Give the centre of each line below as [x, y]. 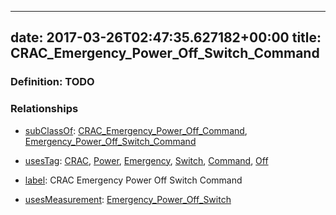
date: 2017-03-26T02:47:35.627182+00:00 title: [166, 37]
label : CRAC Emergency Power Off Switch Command [133, 180]
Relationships [44, 109]
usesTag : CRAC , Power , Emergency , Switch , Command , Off [146, 160]
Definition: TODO [52, 82]
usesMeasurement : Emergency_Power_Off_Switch [128, 199]
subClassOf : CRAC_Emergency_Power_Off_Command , [136, 130]
